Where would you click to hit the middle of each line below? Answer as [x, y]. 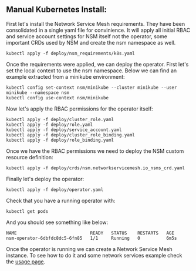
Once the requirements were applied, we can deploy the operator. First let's [97, 64]
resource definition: [30, 157]
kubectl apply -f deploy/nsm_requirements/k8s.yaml [70, 53]
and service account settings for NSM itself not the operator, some [87, 36]
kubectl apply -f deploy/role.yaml [50, 125]
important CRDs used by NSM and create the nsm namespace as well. [91, 42]
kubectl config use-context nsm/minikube [58, 98]
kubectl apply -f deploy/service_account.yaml [64, 130]
